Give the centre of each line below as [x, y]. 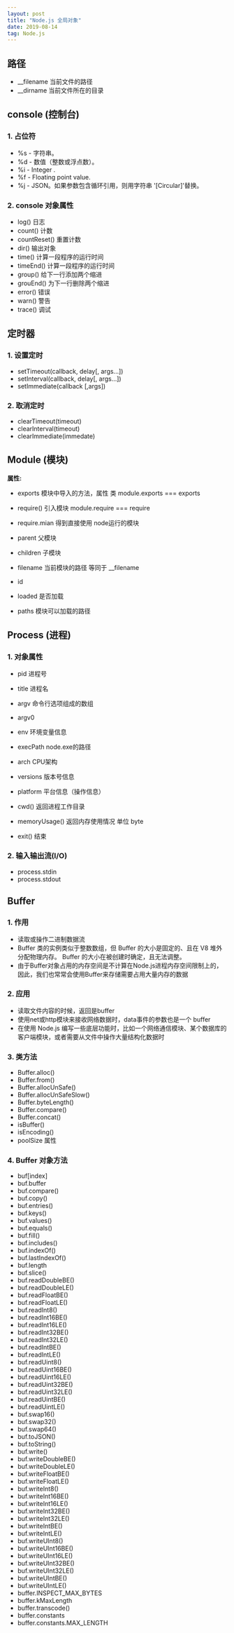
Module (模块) [38, 460]
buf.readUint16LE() [44, 1377]
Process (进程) [39, 635]
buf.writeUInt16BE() [45, 1549]
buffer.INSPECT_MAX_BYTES [60, 1593]
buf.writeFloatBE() [43, 1474]
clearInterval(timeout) [49, 429]
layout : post [26, 14]
